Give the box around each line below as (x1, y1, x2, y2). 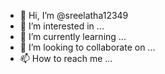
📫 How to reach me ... (19, 53, 113, 64)
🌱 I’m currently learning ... (19, 31, 127, 42)
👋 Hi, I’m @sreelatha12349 (19, 10, 129, 21)
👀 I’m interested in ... (19, 20, 105, 32)
